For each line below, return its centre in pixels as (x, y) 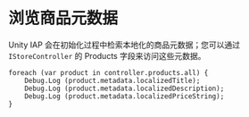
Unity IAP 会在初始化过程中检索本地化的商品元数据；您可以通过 (124, 45)
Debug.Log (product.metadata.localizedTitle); (112, 80)
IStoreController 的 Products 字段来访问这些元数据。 (107, 55)
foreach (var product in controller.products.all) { (108, 72)
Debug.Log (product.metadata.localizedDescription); (124, 88)
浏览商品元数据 (63, 18)
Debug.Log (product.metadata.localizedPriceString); (124, 96)
